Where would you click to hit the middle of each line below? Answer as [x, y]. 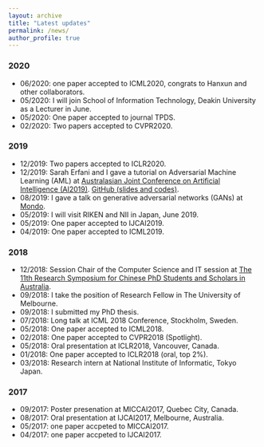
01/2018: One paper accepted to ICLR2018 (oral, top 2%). [114, 354]
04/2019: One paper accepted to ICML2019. [92, 231]
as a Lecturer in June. [55, 109]
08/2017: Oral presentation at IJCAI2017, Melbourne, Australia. [122, 418]
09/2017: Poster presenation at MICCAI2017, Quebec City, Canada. [129, 409]
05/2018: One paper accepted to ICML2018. [92, 329]
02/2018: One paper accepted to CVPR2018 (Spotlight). [111, 338]
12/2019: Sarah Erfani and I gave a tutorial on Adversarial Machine [128, 172]
